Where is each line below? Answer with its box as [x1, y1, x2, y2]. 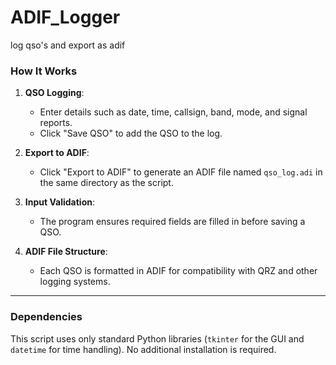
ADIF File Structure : [24, 246, 108, 258]
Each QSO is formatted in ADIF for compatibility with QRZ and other [39, 265, 318, 277]
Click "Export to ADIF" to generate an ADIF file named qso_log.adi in [39, 166, 323, 178]
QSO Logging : [24, 87, 85, 99]
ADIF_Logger [10, 6, 121, 29]
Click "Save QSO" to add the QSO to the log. [39, 127, 223, 140]
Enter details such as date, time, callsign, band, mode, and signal [39, 106, 308, 118]
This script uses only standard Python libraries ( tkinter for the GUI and [10, 332, 305, 345]
